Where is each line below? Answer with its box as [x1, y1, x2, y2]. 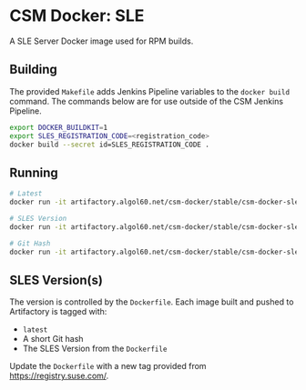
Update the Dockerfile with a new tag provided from [9, 361, 207, 372]
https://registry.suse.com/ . [9, 370, 109, 382]
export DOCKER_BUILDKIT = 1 [9, 123, 107, 132]
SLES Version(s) [9, 272, 103, 287]
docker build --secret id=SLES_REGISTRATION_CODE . [9, 140, 209, 149]
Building [9, 62, 57, 77]
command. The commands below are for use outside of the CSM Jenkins [9, 95, 284, 106]
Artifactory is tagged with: [9, 306, 107, 317]
